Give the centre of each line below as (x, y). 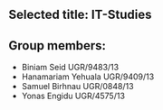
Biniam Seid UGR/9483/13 (70, 68)
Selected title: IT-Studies (80, 15)
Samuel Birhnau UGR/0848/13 (77, 87)
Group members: (57, 46)
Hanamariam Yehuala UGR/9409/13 (88, 77)
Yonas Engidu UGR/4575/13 (73, 96)
